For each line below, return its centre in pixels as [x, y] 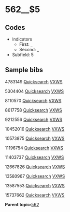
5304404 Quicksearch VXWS [35, 91]
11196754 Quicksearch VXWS [34, 148]
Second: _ [29, 49]
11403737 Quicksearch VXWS [35, 157]
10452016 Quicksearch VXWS [35, 129]
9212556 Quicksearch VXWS [34, 119]
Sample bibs [24, 70]
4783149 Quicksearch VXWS [34, 81]
